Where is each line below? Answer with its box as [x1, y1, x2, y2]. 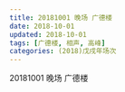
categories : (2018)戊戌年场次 [9, 47, 117, 56]
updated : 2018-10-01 [9, 30, 88, 39]
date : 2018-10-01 [9, 22, 75, 31]
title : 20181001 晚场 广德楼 [9, 13, 113, 23]
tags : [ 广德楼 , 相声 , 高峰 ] [9, 38, 106, 48]
